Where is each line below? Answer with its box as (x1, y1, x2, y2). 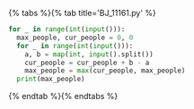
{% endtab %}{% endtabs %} (8, 91, 119, 102)
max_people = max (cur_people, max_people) (24, 66, 186, 75)
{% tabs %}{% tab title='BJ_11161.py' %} (8, 8, 156, 18)
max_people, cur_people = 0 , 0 (16, 33, 134, 42)
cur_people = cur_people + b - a (24, 58, 150, 67)
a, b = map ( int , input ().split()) (24, 49, 154, 59)
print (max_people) (16, 75, 86, 84)
